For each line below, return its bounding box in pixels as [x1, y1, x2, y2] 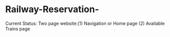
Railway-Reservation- [5, 4, 99, 15]
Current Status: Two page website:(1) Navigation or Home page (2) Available [5, 20, 165, 26]
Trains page [5, 25, 30, 31]
